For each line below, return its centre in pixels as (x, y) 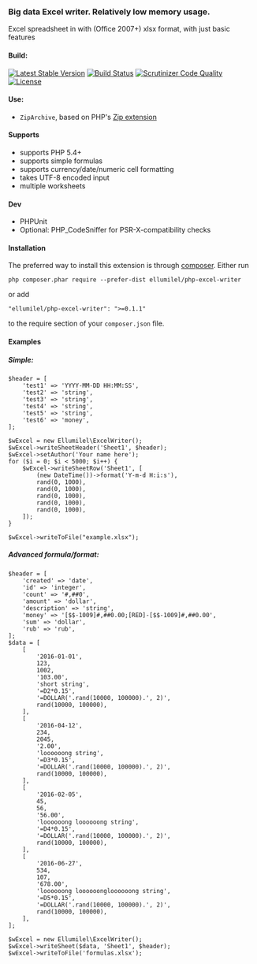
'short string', (63, 684)
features (22, 37)
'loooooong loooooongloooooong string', (104, 891)
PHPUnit (33, 221)
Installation (27, 248)
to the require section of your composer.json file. (86, 324)
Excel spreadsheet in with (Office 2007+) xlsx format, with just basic (119, 29)
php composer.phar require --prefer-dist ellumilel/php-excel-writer (125, 280)
